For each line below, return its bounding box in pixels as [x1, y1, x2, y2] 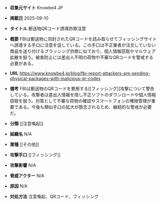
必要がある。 [9, 61, 36, 66]
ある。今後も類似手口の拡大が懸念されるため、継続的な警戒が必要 [18, 104, 152, 110]
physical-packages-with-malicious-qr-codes [9, 76, 101, 81]
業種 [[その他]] [9, 142, 39, 147]
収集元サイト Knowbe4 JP [9, 5, 63, 10]
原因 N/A [9, 183, 28, 189]
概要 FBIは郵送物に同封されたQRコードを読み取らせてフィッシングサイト [9, 36, 157, 42]
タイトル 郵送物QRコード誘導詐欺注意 [9, 25, 86, 31]
